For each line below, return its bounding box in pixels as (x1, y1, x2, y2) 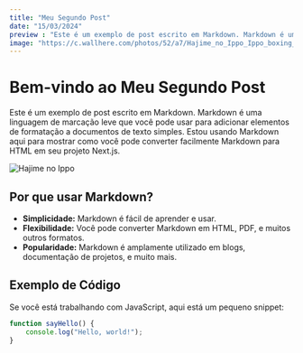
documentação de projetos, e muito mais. (22, 252, 178, 262)
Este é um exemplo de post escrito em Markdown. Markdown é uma (9, 107, 262, 118)
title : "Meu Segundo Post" (9, 13, 111, 23)
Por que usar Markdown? (9, 189, 154, 204)
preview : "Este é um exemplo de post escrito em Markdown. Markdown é (9, 30, 284, 39)
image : (9, 38, 34, 48)
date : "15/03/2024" (9, 22, 83, 31)
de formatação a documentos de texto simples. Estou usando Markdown (9, 126, 280, 137)
